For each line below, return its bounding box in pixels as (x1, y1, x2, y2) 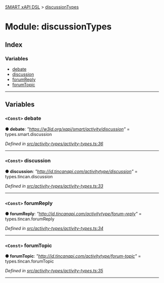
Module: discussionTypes (5, 21, 112, 32)
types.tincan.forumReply (5, 216, 55, 222)
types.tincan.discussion (5, 173, 53, 179)
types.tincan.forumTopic (5, 258, 54, 264)
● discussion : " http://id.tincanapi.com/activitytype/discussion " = (5, 168, 138, 174)
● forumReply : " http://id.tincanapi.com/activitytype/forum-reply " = (5, 211, 142, 217)
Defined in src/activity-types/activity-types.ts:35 (5, 268, 103, 274)
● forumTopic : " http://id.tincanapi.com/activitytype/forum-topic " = (5, 253, 142, 259)
